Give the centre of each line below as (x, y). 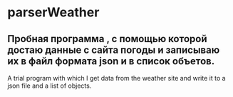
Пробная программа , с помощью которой (107, 39)
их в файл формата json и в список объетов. (111, 61)
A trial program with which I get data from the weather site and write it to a (116, 78)
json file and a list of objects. (50, 86)
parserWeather (53, 12)
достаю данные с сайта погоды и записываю (114, 50)
